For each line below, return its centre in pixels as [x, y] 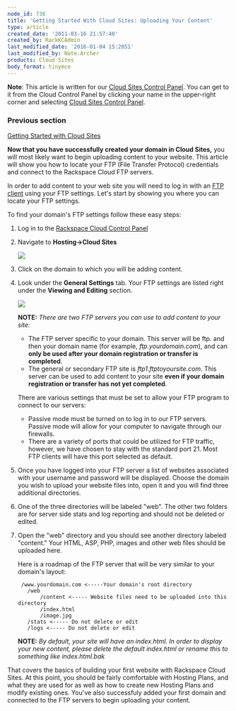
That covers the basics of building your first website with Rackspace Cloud [117, 670]
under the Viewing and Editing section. [75, 290]
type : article [28, 27]
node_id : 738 [26, 14]
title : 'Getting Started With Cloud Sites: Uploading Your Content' [110, 21]
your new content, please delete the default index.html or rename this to [123, 649]
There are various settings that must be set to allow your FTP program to [123, 397]
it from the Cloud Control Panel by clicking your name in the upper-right [112, 94]
